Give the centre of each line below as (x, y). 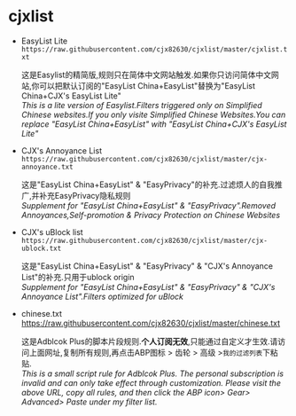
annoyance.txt (47, 167)
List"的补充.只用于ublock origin (78, 277)
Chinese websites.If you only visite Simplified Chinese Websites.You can (153, 114)
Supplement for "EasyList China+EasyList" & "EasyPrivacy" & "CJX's (148, 286)
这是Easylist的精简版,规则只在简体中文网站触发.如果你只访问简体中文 (146, 75)
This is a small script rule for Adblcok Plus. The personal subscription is (152, 373)
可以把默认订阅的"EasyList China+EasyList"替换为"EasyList (147, 85)
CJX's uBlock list (52, 232)
